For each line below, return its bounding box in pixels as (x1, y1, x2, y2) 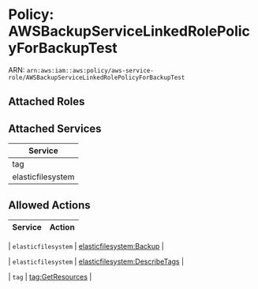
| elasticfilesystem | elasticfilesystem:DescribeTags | (8, 257, 184, 266)
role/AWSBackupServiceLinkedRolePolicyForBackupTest (8, 73, 185, 81)
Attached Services (8, 122, 102, 135)
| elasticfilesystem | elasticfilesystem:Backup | (8, 241, 164, 250)
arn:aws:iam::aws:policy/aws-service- (26, 66, 154, 74)
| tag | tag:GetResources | (8, 272, 92, 281)
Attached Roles (8, 95, 85, 108)
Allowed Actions (8, 198, 91, 212)
